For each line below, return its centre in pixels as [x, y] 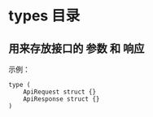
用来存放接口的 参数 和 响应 [76, 48]
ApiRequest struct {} [59, 92]
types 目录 [44, 16]
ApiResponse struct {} [61, 99]
